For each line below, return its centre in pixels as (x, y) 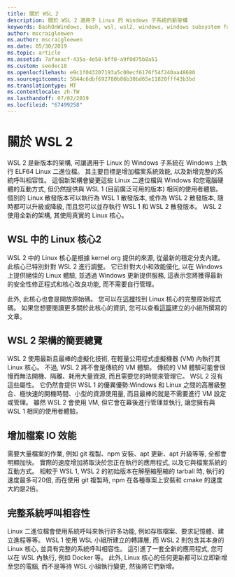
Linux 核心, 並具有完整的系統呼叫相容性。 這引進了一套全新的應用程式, (108, 549)
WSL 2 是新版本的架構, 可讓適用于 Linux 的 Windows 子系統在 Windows (110, 163)
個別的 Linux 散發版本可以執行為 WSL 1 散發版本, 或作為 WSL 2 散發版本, (112, 198)
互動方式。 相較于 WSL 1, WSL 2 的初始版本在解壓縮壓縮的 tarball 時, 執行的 (116, 471)
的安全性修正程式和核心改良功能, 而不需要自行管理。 (83, 284)
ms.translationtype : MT (42, 86)
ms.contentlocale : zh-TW (43, 92)
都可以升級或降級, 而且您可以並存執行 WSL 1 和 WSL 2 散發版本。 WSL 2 (117, 206)
